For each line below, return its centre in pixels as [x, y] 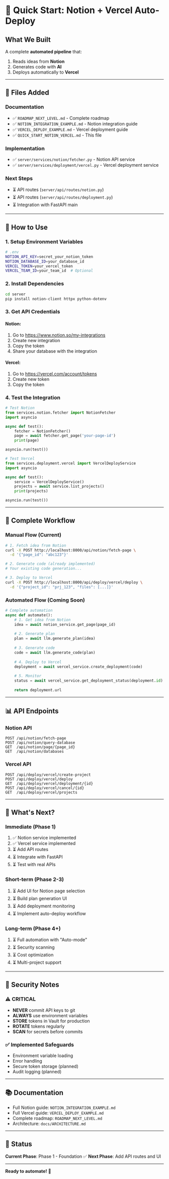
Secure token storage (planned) [46, 1066]
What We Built [28, 40]
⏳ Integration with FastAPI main [45, 205]
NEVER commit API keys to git [44, 1010]
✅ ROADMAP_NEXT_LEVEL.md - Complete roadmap [61, 118]
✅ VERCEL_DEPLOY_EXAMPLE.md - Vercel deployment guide [70, 129]
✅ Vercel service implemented [44, 843]
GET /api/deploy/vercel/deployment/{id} [49, 783]
